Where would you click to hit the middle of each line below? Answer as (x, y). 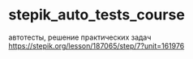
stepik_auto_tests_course (96, 15)
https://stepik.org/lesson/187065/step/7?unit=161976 (96, 45)
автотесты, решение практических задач (80, 37)
